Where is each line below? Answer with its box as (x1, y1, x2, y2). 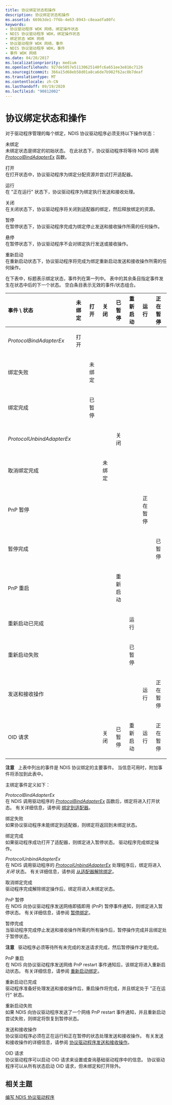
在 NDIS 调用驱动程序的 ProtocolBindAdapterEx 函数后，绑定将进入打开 (5, 798, 156, 804)
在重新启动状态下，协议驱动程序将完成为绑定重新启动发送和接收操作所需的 (5, 258, 162, 265)
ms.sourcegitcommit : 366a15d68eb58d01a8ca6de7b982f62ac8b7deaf (5, 70, 143, 75)
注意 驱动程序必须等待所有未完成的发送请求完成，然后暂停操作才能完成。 (5, 944, 162, 950)
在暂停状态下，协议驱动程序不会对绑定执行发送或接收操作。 (5, 241, 131, 247)
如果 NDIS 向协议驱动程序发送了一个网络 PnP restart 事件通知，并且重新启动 (5, 1009, 166, 1015)
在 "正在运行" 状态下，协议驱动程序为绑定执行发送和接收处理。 (5, 189, 138, 195)
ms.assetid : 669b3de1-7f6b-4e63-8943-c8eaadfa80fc (5, 17, 116, 22)
